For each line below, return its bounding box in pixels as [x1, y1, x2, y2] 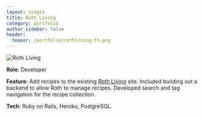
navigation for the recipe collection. [6, 91, 96, 98]
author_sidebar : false [6, 26, 64, 32]
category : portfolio [6, 20, 59, 26]
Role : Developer [6, 66, 47, 73]
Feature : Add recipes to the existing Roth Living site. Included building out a [6, 78, 197, 85]
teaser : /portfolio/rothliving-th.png [12, 37, 111, 43]
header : [6, 32, 26, 38]
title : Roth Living [6, 15, 56, 21]
